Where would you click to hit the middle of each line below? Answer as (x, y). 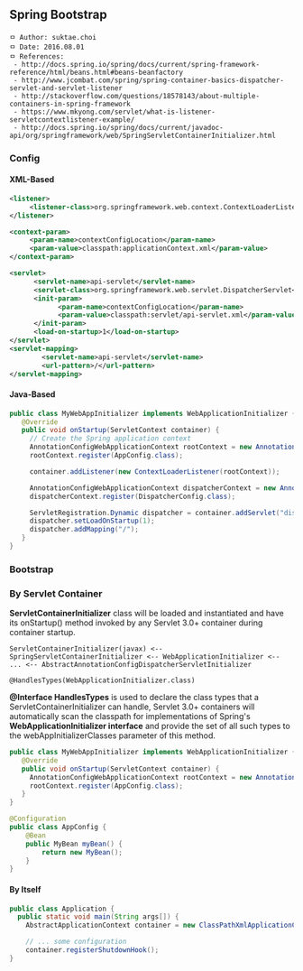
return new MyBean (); (83, 852)
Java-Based (32, 394)
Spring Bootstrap (58, 15)
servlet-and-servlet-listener (66, 88)
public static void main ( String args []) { (98, 917)
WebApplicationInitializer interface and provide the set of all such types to (150, 726)
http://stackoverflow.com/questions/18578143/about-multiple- (140, 96)
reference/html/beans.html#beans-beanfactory (96, 72)
